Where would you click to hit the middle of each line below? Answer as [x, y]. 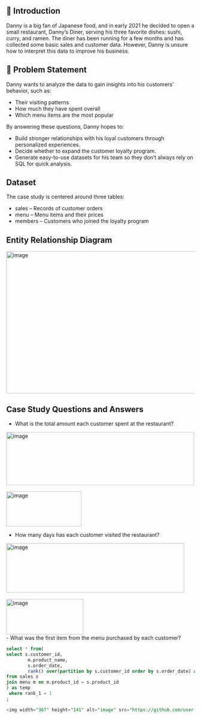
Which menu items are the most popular [64, 115]
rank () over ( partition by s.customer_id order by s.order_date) [109, 671]
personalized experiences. [48, 144]
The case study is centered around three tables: [65, 197]
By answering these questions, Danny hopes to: [65, 126]
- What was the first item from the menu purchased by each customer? [94, 638]
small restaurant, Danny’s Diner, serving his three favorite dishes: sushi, [94, 32]
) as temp [19, 688]
